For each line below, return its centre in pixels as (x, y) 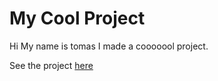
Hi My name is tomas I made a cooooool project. (109, 46)
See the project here (51, 65)
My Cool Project (77, 18)
